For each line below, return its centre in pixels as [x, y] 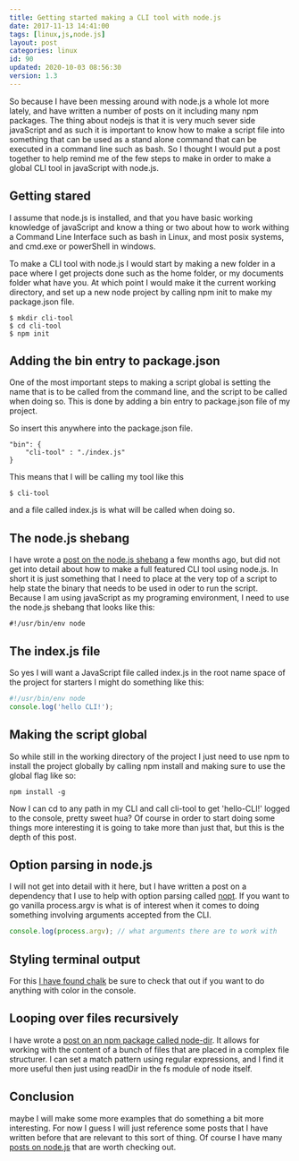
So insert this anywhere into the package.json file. [101, 428]
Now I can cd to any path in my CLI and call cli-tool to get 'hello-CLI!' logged [149, 808]
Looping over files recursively [94, 1018]
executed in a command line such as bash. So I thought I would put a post [145, 149]
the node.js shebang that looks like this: [82, 607]
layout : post [33, 43]
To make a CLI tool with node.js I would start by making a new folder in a [142, 263]
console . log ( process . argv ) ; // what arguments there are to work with [143, 932]
